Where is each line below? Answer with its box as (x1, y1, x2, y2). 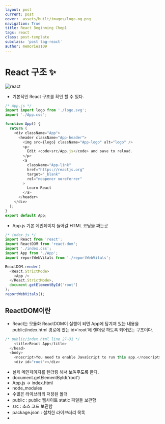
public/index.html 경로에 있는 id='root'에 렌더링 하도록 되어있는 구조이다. (12, 326, 154, 333)
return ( (9, 126, 27, 131)
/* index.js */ (5, 232, 36, 237)
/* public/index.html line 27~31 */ (5, 336, 80, 342)
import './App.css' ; (5, 112, 48, 117)
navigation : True (5, 21, 41, 26)
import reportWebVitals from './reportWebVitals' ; (5, 255, 111, 260)
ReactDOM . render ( (5, 264, 41, 269)
